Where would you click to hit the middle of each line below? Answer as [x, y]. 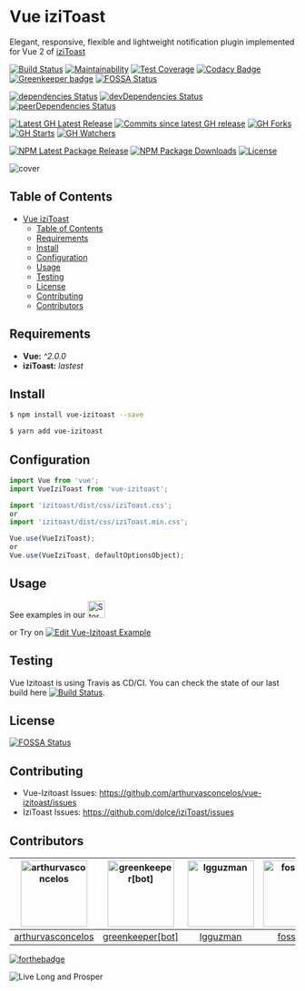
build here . [58, 692]
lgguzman [221, 937]
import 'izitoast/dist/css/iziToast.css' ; [91, 505]
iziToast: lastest [53, 366]
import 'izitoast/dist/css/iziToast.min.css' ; [99, 522]
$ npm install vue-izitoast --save [77, 415]
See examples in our [48, 614]
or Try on [26, 632]
